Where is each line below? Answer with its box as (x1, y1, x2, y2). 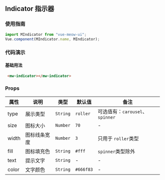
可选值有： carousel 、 (97, 108, 148, 115)
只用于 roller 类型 (97, 135, 139, 142)
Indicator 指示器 (5, 4, 55, 13)
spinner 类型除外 (97, 148, 136, 154)
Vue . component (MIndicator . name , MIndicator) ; (5, 36, 100, 42)
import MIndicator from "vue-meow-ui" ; (5, 32, 87, 37)
